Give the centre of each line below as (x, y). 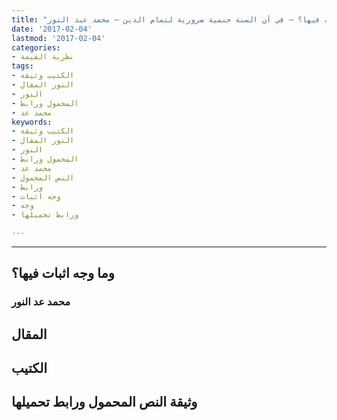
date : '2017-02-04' (52, 29)
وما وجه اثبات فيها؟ (63, 273)
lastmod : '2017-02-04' (58, 38)
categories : (36, 47)
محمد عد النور (41, 302)
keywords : (32, 122)
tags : (22, 66)
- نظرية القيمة (43, 57)
